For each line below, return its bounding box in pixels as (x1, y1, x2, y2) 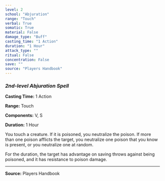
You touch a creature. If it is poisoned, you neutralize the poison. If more (5, 132, 151, 137)
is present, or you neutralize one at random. (5, 142, 94, 148)
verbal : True (5, 21, 32, 26)
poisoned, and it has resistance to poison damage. (5, 157, 107, 162)
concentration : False (5, 57, 50, 62)
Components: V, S (5, 113, 43, 118)
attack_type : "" (5, 48, 38, 53)
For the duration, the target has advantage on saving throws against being (5, 151, 155, 157)
